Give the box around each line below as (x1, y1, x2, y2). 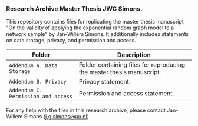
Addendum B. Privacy (9, 78, 67, 85)
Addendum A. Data (9, 62, 58, 69)
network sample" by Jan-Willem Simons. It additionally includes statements (6, 31, 189, 38)
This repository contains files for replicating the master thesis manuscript (6, 18, 184, 25)
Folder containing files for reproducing (78, 61, 186, 69)
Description (117, 51, 151, 59)
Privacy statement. (78, 78, 131, 86)
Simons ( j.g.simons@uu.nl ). (24, 113, 91, 120)
